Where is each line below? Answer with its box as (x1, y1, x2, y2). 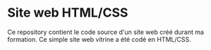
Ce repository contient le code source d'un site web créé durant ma (7, 28, 205, 36)
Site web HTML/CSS (7, 5, 128, 21)
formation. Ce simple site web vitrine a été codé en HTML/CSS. (7, 35, 192, 43)
